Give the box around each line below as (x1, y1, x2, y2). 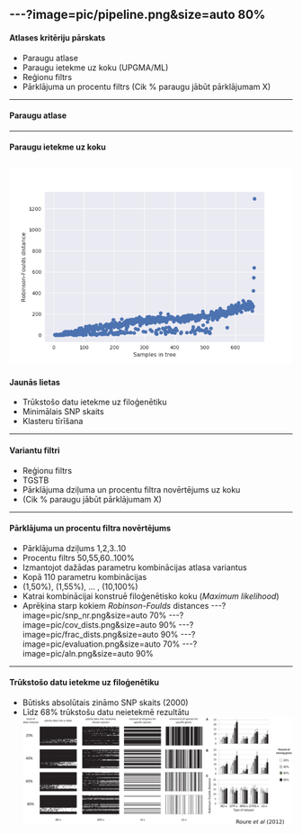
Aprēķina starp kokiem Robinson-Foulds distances (22, 600, 209, 611)
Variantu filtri (9, 445, 60, 456)
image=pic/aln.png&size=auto (22, 648, 135, 658)
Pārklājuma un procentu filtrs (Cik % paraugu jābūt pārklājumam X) (22, 81, 271, 92)
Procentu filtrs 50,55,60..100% (22, 552, 135, 563)
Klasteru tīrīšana (22, 416, 84, 427)
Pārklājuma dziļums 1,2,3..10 (22, 542, 127, 553)
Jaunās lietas (9, 376, 61, 387)
